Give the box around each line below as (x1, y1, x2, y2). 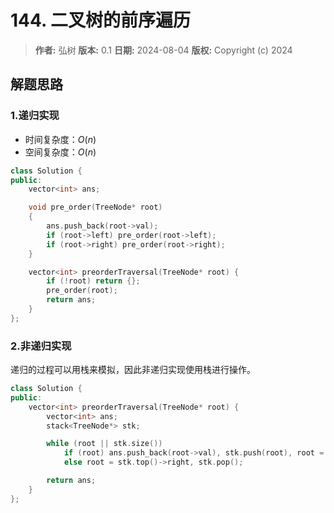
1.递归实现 (10, 109, 60, 123)
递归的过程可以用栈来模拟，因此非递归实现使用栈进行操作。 (10, 364, 256, 376)
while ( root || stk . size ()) (46, 439, 163, 449)
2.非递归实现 (10, 339, 72, 353)
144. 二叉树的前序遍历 (10, 9, 192, 32)
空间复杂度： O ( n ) (24, 146, 97, 158)
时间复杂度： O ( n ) (24, 133, 97, 145)
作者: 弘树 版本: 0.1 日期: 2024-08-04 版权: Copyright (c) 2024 (34, 44, 293, 56)
